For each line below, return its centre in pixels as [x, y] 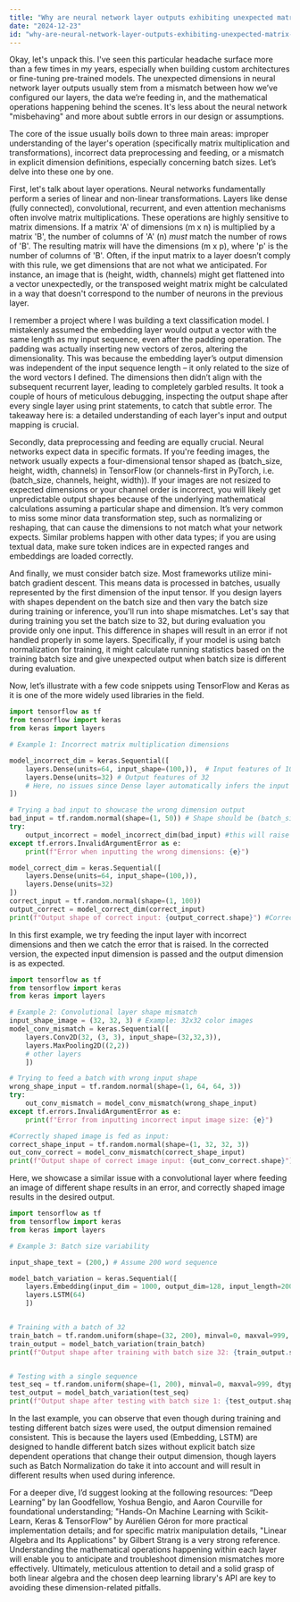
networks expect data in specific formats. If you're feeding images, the [140, 451]
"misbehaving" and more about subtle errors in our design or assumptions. [147, 116]
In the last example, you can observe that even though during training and [145, 1418]
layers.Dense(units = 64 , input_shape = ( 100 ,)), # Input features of [153, 769]
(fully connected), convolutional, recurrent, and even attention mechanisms [148, 208]
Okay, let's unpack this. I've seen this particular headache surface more [142, 60]
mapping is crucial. [44, 425]
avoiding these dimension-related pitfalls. [85, 1587]
